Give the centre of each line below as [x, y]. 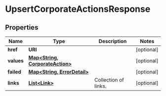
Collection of [109, 80]
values [16, 61]
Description [113, 41]
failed [14, 72]
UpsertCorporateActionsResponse [78, 9]
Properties [22, 27]
